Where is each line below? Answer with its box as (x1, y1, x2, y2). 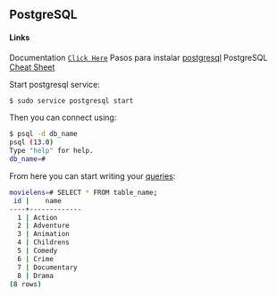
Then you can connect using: (9, 112, 117, 123)
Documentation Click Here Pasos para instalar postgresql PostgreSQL (9, 52, 268, 63)
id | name (13, 196, 63, 205)
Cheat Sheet (9, 62, 55, 72)
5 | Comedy (17, 246, 58, 256)
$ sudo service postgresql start (9, 96, 134, 106)
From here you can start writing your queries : (9, 170, 176, 182)
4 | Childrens (17, 238, 70, 247)
